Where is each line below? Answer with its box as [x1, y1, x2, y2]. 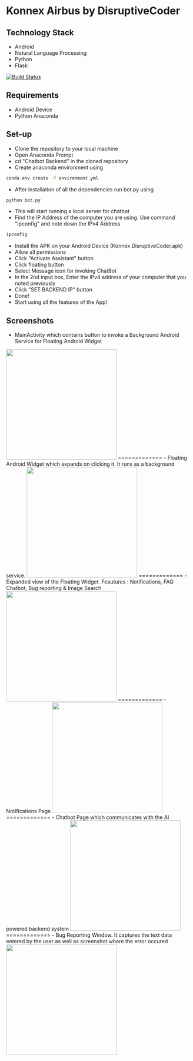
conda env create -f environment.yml [6, 175, 99, 181]
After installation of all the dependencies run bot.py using [14, 185, 154, 193]
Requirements [6, 90, 59, 101]
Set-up [6, 130, 32, 140]
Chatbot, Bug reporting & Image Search [6, 585, 102, 592]
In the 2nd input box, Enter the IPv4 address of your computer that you [14, 274, 187, 281]
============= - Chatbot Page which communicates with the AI [6, 814, 169, 821]
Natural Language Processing [14, 49, 87, 57]
